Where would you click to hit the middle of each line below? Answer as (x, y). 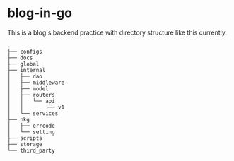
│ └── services (33, 113)
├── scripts (25, 138)
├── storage (25, 144)
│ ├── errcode (31, 126)
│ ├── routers (31, 95)
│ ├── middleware (36, 83)
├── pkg (19, 119)
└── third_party (31, 150)
